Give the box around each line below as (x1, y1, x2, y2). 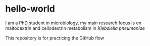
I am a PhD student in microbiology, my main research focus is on (5, 20, 141, 26)
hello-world (5, 3, 56, 15)
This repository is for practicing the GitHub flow (5, 35, 105, 41)
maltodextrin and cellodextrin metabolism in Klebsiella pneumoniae (5, 25, 145, 31)
